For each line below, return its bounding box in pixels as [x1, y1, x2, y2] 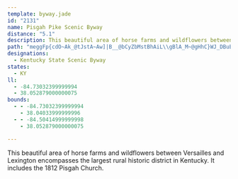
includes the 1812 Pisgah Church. [7, 163, 104, 172]
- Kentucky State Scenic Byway [13, 57, 106, 64]
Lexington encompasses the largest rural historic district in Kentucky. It [7, 156, 215, 164]
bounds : [7, 97, 30, 104]
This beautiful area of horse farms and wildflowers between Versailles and [7, 148, 225, 157]
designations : [7, 50, 50, 58]
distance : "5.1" [7, 30, 55, 38]
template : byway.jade [7, 10, 72, 18]
